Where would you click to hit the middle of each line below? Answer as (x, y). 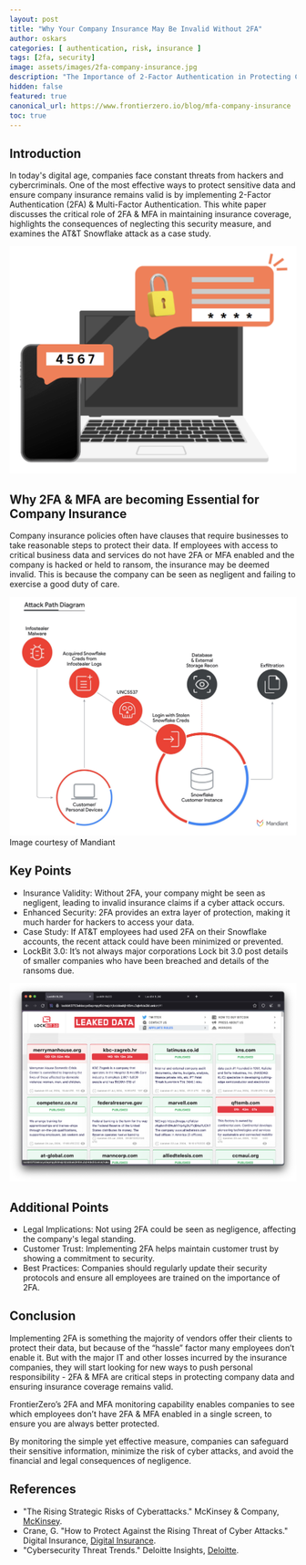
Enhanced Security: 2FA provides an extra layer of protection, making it (156, 912)
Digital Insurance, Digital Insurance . (89, 1540)
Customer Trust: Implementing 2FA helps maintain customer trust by (151, 1249)
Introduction (46, 154)
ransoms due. (48, 970)
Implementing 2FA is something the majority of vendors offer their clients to (151, 1338)
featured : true (38, 96)
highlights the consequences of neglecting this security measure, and (140, 224)
